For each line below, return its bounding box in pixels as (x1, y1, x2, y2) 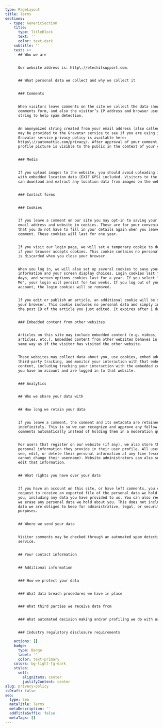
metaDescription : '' (9, 706, 51, 712)
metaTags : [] (9, 715, 36, 720)
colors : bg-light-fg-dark (14, 661, 66, 666)
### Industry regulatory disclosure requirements (17, 630, 120, 635)
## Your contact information (17, 552, 77, 557)
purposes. (17, 508, 38, 514)
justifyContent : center (22, 679, 70, 684)
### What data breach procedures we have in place (17, 591, 123, 596)
